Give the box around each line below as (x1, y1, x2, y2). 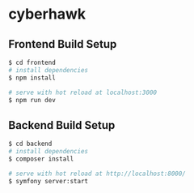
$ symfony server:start (8, 177, 89, 185)
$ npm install (8, 74, 57, 82)
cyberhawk (8, 5, 86, 24)
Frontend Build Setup (8, 37, 117, 51)
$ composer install (8, 155, 74, 163)
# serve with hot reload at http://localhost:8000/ (8, 169, 186, 178)
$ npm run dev (8, 96, 57, 104)
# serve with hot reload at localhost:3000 (8, 88, 158, 96)
